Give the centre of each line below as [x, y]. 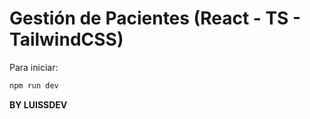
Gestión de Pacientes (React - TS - [155, 18]
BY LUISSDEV [38, 104]
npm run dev [34, 85]
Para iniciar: [34, 67]
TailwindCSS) [66, 39]
